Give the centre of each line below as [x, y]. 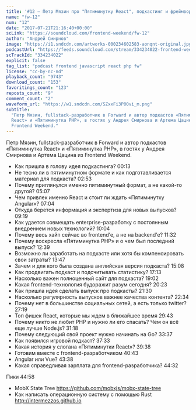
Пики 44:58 [20, 377]
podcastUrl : [20, 50]
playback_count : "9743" [35, 77]
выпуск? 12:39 [32, 247]
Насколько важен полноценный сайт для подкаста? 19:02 [86, 278]
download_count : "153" [34, 83]
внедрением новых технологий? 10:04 [62, 228]
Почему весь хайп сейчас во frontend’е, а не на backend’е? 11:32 [95, 235]
